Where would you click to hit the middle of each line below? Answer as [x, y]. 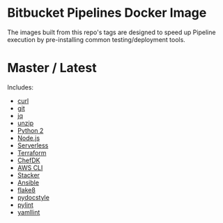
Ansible [28, 182]
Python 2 [30, 130]
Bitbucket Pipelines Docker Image [107, 13]
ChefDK [29, 160]
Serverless [33, 145]
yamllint [29, 212]
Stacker [29, 175]
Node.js [29, 138]
